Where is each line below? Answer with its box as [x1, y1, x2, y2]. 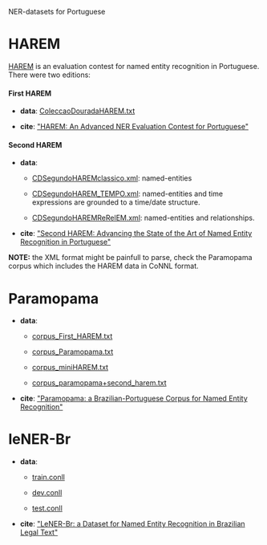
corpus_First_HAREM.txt [31, 331, 113, 341]
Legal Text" [19, 527, 59, 537]
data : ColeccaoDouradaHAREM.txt [19, 106, 136, 116]
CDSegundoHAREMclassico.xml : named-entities [31, 173, 192, 183]
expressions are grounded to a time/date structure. [31, 197, 200, 207]
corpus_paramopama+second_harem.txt [31, 378, 167, 388]
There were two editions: [8, 70, 91, 79]
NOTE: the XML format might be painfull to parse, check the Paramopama [8, 253, 253, 262]
